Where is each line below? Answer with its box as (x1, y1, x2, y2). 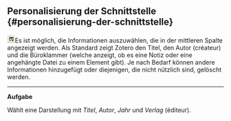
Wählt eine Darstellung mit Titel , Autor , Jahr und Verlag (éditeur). (7, 106, 191, 114)
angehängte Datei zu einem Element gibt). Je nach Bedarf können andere (7, 58, 215, 66)
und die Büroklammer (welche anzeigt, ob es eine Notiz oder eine (7, 51, 192, 59)
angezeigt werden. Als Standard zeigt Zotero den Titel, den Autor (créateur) (7, 43, 221, 52)
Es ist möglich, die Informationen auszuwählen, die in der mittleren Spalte (14, 36, 223, 44)
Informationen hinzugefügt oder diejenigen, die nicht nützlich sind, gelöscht (7, 65, 222, 74)
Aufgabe (7, 92, 33, 100)
